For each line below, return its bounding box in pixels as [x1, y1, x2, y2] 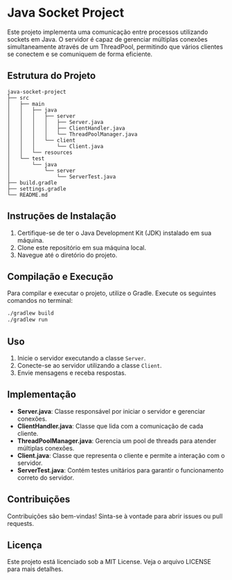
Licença [7, 539, 43, 551]
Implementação [7, 389, 76, 401]
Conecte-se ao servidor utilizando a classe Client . [17, 361, 162, 369]
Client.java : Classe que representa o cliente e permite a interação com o [17, 451, 225, 459]
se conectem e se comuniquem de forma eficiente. [7, 50, 153, 58]
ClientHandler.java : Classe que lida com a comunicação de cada [17, 421, 204, 430]
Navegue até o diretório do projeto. [17, 251, 118, 259]
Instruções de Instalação [7, 210, 116, 222]
